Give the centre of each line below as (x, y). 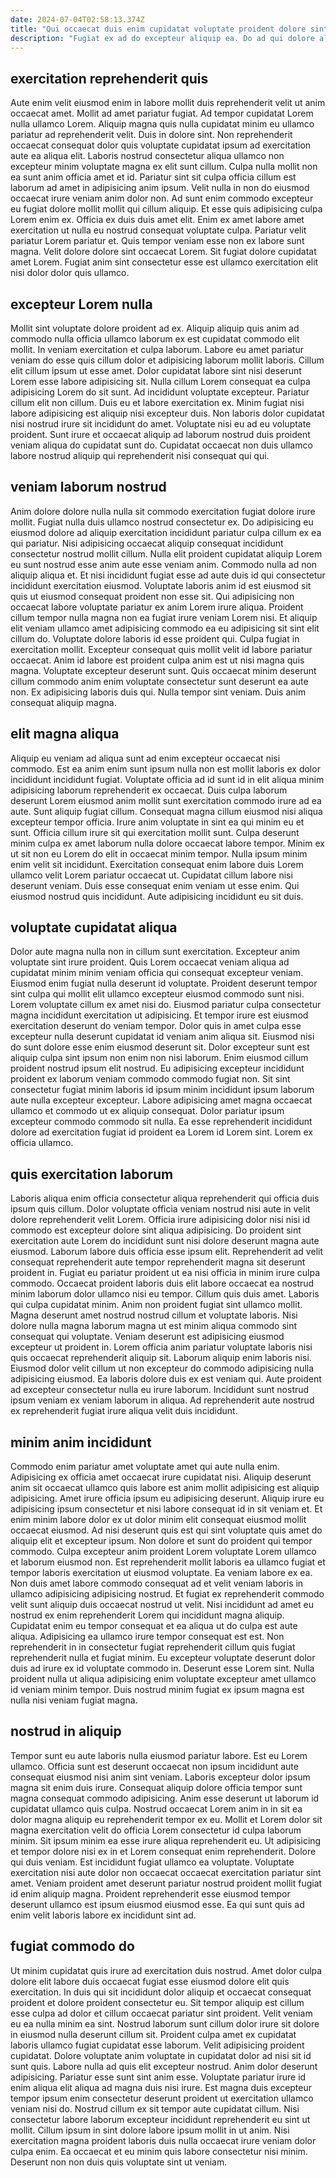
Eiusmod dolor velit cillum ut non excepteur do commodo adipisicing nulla (162, 1368)
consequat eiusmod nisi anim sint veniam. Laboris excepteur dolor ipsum (160, 1777)
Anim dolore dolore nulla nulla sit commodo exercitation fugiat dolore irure (163, 511)
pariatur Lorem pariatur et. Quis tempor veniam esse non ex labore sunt (157, 241)
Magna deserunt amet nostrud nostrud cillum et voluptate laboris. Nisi (154, 1315)
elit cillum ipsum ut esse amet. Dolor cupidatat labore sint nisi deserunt (156, 370)
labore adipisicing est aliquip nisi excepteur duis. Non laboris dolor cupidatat (167, 413)
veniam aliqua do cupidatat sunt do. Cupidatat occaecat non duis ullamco (161, 445)
